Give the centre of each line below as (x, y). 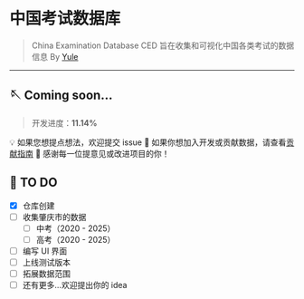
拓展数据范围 (46, 274)
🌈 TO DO (33, 183)
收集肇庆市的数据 (54, 217)
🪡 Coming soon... (61, 96)
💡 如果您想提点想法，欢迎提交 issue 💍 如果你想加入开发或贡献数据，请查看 (148, 142)
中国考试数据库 (65, 19)
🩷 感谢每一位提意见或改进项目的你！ (102, 153)
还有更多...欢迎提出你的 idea (75, 285)
